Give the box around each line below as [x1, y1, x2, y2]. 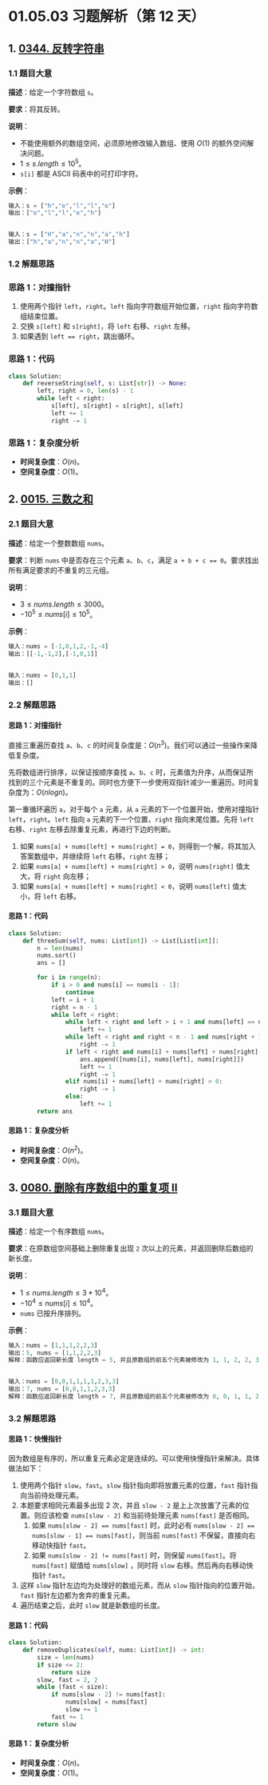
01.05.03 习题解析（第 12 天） [8, 7, 206, 26]
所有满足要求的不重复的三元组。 [8, 565, 113, 574]
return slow [37, 1720, 77, 1728]
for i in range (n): [37, 974, 102, 982]
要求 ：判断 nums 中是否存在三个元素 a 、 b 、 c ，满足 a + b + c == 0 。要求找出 [8, 555, 259, 565]
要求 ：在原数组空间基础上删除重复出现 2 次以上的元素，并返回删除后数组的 [8, 1243, 254, 1253]
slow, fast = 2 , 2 [37, 1675, 98, 1684]
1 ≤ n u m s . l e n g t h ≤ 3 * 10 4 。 [19, 1287, 113, 1297]
